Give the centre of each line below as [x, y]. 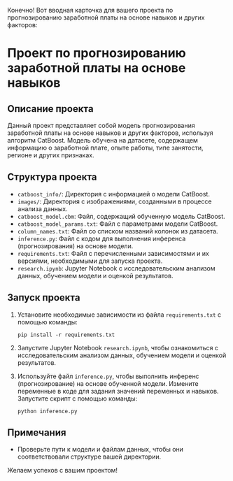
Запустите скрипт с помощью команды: [77, 399]
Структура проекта [52, 177]
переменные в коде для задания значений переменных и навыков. [118, 391]
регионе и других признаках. [51, 155]
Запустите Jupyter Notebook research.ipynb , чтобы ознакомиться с [118, 347]
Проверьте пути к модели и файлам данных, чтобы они [100, 450]
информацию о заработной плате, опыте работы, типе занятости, [106, 148]
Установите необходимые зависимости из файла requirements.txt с [119, 315]
